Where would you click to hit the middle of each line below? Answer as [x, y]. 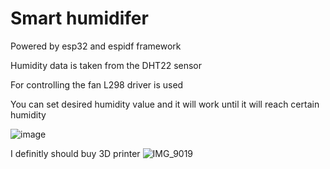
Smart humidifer [79, 18]
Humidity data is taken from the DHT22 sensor [106, 65]
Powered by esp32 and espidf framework [96, 46]
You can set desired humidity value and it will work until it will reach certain [165, 104]
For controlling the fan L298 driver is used [97, 84]
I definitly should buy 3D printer [75, 153]
